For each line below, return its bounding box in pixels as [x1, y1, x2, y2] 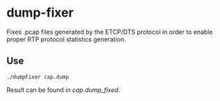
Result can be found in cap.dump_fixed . [6, 85, 121, 94]
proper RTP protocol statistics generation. [6, 35, 126, 43]
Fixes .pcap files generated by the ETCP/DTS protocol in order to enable [6, 28, 213, 36]
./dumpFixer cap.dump [6, 73, 69, 80]
